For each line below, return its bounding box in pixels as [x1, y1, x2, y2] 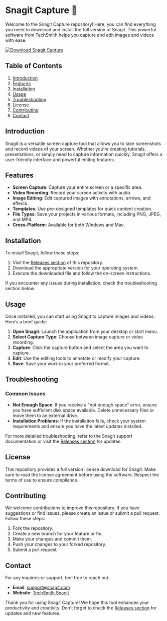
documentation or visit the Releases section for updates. [5, 438, 122, 444]
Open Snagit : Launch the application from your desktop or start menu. [12, 328, 158, 334]
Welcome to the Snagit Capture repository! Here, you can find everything [5, 21, 156, 27]
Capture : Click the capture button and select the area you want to [12, 344, 149, 351]
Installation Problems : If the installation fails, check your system [12, 418, 146, 424]
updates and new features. [5, 610, 61, 616]
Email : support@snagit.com [12, 584, 70, 591]
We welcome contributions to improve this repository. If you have [5, 505, 140, 511]
